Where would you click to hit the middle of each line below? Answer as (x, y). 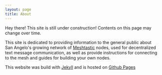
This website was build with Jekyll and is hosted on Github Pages (70, 67)
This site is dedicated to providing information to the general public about (78, 42)
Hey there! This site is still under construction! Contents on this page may (78, 28)
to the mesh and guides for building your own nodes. (58, 58)
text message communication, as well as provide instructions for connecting (81, 52)
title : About (18, 14)
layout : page (18, 9)
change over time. (23, 33)
